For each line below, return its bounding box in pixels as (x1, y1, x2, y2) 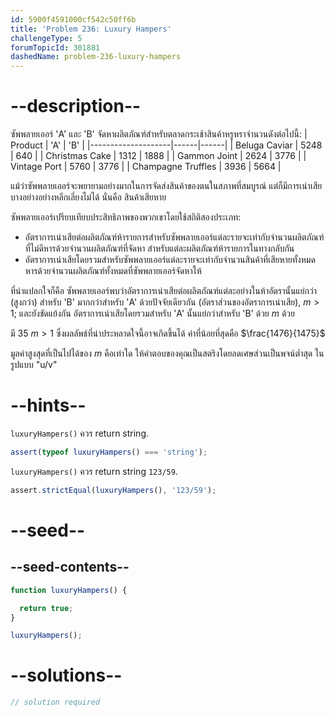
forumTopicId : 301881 (10, 42, 101, 53)
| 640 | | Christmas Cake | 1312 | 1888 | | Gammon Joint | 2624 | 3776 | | (10, 150, 307, 162)
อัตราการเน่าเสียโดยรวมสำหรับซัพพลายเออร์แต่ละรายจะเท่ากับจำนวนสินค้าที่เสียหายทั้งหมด (24, 254, 316, 266)
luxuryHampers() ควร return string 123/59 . (10, 465, 178, 477)
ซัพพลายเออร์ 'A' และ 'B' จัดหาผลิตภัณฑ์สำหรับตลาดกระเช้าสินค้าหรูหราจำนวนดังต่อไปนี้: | (10, 128, 308, 140)
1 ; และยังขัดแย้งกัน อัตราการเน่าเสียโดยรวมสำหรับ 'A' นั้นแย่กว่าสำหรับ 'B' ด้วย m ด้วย (10, 307, 296, 320)
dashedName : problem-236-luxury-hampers (10, 52, 182, 62)
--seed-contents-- (10, 559, 130, 576)
